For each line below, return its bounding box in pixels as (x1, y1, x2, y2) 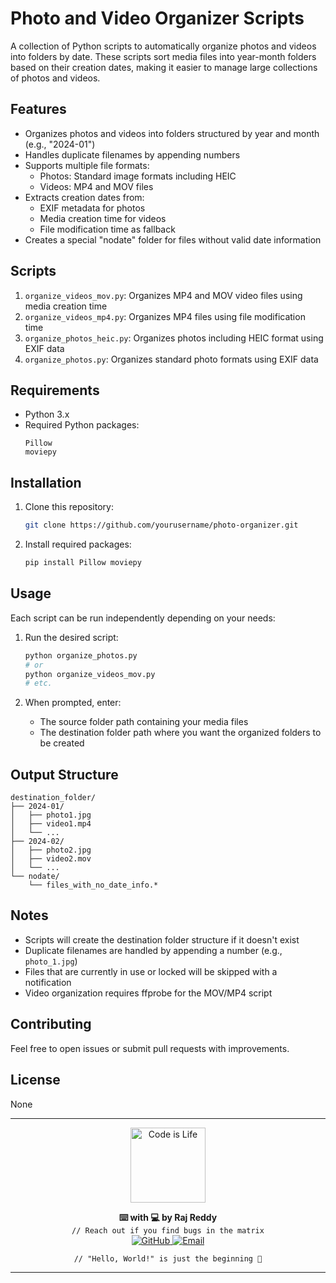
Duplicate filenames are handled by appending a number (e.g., (24, 944, 283, 956)
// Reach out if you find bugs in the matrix (71, 1225, 265, 1236)
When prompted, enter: (24, 697, 122, 709)
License (10, 1072, 61, 1089)
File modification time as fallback (39, 223, 176, 235)
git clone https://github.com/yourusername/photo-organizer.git (24, 520, 299, 531)
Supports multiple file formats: (24, 159, 150, 171)
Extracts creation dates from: (24, 191, 145, 203)
